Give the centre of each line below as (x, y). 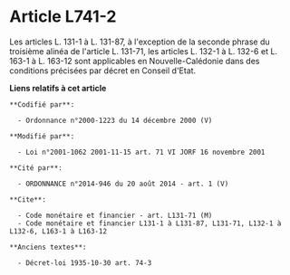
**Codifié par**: (42, 104)
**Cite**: (28, 199)
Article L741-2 (63, 17)
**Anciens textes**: (48, 247)
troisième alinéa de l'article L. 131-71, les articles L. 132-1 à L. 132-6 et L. (144, 51)
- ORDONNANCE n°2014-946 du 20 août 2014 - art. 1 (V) (123, 184)
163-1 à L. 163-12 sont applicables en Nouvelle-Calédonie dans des (135, 61)
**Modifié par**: (42, 136)
